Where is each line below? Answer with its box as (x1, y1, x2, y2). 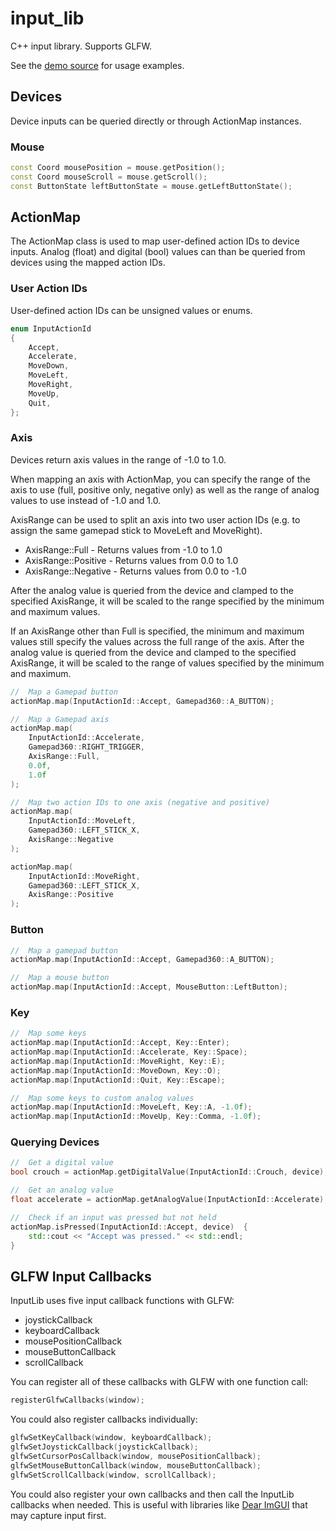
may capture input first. (10, 1509, 107, 1521)
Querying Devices (10, 1135, 100, 1149)
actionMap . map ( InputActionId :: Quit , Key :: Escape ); (10, 1075, 226, 1085)
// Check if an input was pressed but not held (10, 1212, 217, 1222)
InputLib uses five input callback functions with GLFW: (10, 1295, 235, 1307)
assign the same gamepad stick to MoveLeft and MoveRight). (10, 524, 263, 536)
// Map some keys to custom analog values (10, 1093, 195, 1103)
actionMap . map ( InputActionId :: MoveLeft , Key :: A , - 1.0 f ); (10, 1102, 253, 1112)
